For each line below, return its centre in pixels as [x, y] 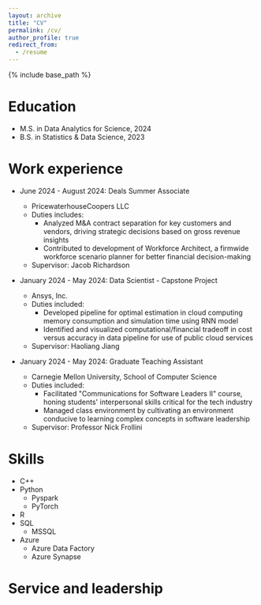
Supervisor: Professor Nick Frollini [87, 427]
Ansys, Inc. [50, 295]
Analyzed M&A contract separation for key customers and [137, 223]
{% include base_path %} [50, 75]
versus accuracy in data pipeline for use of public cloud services [148, 338]
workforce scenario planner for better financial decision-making [147, 256]
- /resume [31, 52]
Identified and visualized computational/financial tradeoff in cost [147, 329]
